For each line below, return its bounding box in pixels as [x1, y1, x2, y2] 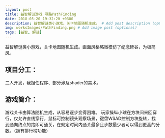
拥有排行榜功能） [15, 128, 51, 134]
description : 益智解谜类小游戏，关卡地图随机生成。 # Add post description [5, 21, 150, 26]
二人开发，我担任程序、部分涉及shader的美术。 [5, 79, 101, 86]
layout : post [5, 7, 32, 12]
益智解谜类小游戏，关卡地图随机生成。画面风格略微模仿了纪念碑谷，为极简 [5, 44, 156, 49]
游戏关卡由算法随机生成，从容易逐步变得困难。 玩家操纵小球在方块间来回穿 [5, 109, 157, 115]
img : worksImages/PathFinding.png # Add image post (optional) [5, 25, 137, 30]
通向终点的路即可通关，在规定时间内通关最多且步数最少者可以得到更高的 [9, 121, 156, 127]
